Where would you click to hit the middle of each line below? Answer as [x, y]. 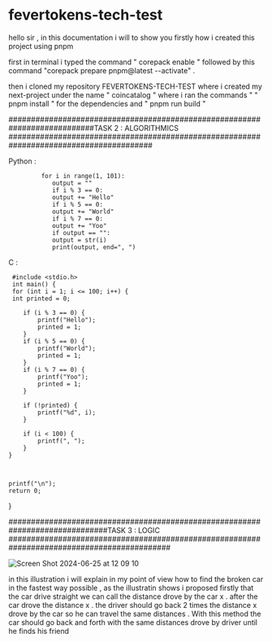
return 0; [25, 491]
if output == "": [81, 233]
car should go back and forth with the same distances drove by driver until [133, 622]
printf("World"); [67, 348]
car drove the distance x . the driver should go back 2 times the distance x [133, 605]
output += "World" [83, 212]
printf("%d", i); [67, 413]
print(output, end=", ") [94, 247]
